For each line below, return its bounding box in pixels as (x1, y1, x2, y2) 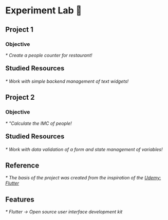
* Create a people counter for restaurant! (5, 52, 92, 58)
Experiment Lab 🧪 (5, 5, 82, 16)
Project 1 (5, 25, 33, 34)
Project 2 (5, 93, 35, 102)
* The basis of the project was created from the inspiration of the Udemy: (5, 175, 161, 181)
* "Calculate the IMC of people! (5, 120, 72, 126)
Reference (5, 161, 40, 170)
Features (5, 195, 34, 204)
